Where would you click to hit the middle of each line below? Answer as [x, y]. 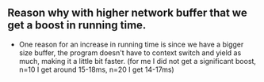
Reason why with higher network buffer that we [127, 13]
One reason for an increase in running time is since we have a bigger [131, 44]
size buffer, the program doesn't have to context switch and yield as [130, 52]
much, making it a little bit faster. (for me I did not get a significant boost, [138, 61]
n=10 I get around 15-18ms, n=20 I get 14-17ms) [97, 69]
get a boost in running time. [77, 26]
